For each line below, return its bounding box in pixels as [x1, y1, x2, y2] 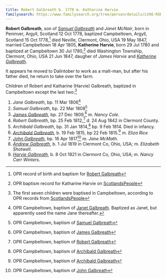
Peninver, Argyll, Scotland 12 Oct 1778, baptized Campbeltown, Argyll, [5, 31, 147, 37]
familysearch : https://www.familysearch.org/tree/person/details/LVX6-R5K [5, 12, 163, 17]
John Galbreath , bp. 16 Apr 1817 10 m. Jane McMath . [12, 135, 119, 142]
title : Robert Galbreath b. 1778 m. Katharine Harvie [5, 7, 119, 12]
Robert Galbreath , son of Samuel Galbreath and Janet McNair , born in [5, 25, 149, 31]
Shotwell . [12, 146, 32, 152]
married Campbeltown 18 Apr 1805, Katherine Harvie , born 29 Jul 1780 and [5, 42, 159, 48]
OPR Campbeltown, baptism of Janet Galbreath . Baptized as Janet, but [12, 205, 157, 211]
